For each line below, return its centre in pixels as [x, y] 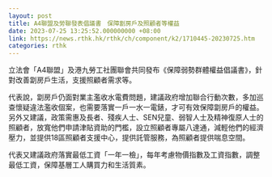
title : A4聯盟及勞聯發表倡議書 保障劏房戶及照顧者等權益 [94, 23]
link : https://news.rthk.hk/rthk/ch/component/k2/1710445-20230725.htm [132, 38]
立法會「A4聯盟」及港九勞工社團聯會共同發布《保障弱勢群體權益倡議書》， [132, 70]
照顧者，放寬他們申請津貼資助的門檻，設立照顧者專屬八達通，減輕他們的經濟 [136, 128]
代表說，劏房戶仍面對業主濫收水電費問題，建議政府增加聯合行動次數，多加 [132, 97]
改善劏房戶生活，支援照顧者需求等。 [75, 80]
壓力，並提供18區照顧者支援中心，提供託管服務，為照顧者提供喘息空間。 [129, 137]
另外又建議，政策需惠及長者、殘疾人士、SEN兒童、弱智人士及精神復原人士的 [136, 117]
